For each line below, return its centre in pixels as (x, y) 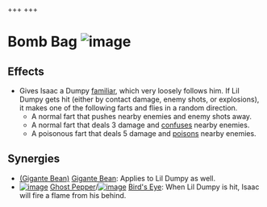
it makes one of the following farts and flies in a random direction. (128, 108)
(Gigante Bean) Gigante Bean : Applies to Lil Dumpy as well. (117, 178)
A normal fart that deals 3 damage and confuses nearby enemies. (140, 125)
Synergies (34, 159)
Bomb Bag (43, 42)
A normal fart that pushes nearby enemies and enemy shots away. (141, 116)
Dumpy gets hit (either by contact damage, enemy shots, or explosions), (139, 99)
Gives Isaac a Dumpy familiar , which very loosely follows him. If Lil (129, 91)
